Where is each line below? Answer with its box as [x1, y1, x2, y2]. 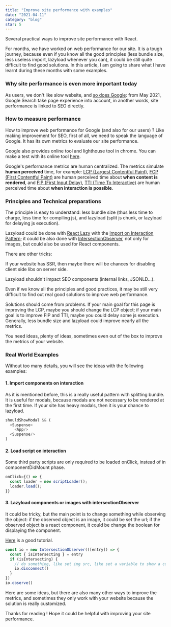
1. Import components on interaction [5, 380, 84, 386]
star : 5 [5, 21, 22, 27]
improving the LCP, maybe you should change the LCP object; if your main [5, 307, 161, 313]
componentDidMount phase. [5, 464, 65, 471]
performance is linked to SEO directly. [5, 103, 85, 109]
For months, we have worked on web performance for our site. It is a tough [5, 46, 162, 52]
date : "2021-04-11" [5, 12, 47, 17]
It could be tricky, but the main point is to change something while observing [5, 511, 166, 517]
